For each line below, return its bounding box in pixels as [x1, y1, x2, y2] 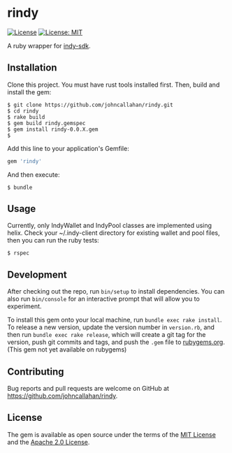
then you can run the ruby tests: [7, 236, 99, 245]
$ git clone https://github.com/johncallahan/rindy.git [7, 101, 173, 108]
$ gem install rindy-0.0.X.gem [7, 126, 99, 133]
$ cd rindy [7, 107, 39, 115]
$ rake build [7, 113, 45, 120]
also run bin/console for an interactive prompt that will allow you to [7, 295, 201, 303]
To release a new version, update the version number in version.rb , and [7, 323, 215, 331]
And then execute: [7, 170, 60, 179]
